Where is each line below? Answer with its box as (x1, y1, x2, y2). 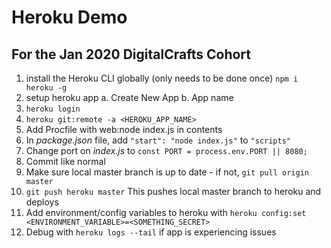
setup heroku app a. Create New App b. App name (25, 92, 234, 103)
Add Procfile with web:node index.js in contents (25, 124, 223, 135)
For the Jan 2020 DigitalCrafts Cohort (11, 46, 251, 63)
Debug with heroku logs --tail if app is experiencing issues (25, 226, 277, 238)
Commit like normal (25, 156, 106, 167)
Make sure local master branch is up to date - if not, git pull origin (25, 166, 309, 178)
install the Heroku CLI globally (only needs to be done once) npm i (25, 72, 299, 84)
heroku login (25, 104, 81, 114)
